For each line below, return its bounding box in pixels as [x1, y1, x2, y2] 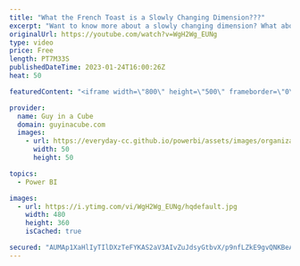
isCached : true [25, 227, 82, 237]
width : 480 [25, 211, 66, 220]
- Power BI [17, 178, 58, 187]
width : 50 [32, 145, 70, 154]
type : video [9, 37, 54, 47]
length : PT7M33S [9, 54, 70, 63]
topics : [9, 169, 38, 179]
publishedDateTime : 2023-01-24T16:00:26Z [9, 63, 166, 72]
